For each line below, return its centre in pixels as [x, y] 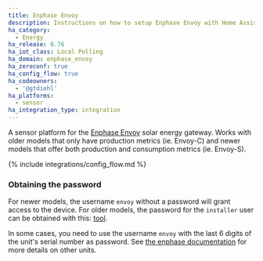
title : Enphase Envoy [43, 15]
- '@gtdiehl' [36, 88]
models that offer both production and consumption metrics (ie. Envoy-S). [127, 149]
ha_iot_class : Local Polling [56, 52]
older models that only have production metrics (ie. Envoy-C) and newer [124, 141]
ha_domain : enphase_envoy [50, 60]
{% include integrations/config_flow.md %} [77, 164]
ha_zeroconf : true [38, 67]
